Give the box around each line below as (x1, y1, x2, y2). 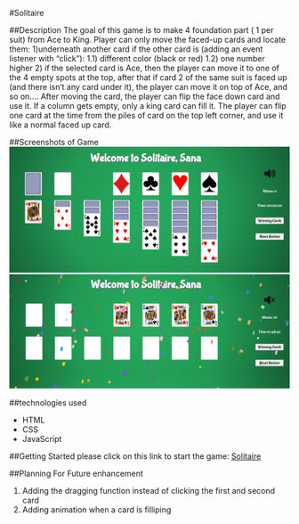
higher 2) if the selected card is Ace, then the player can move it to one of (9, 62, 280, 73)
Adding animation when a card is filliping (21, 504, 172, 515)
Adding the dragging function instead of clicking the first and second (21, 486, 276, 496)
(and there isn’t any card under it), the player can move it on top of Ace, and (9, 82, 287, 92)
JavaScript (21, 434, 62, 445)
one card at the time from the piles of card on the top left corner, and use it (9, 111, 284, 120)
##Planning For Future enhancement (9, 468, 144, 479)
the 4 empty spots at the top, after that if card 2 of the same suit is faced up (9, 72, 287, 83)
